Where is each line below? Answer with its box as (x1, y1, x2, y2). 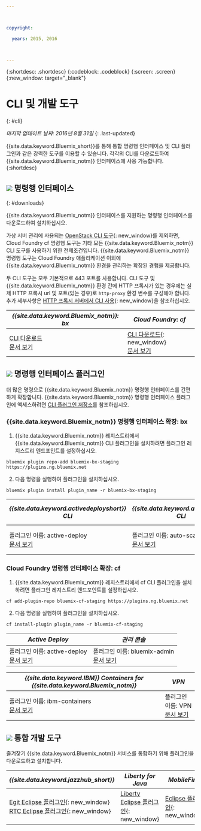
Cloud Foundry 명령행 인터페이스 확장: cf (6, 564, 121, 572)
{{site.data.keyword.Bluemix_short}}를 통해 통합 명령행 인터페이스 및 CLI (6, 142, 180, 150)
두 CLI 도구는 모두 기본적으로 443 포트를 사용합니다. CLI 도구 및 (6, 275, 156, 281)
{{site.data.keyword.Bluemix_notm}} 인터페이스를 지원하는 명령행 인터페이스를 (6, 212, 193, 219)
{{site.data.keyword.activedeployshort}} (9, 504, 127, 512)
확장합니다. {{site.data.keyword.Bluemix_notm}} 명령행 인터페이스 (17, 393, 175, 401)
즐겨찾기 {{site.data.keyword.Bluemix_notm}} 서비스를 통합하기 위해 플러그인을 (6, 750, 194, 757)
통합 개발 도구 (14, 733, 62, 743)
